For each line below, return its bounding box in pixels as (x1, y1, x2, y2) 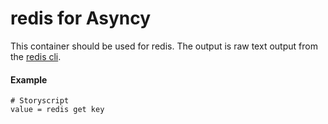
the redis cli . (10, 50, 62, 62)
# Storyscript (10, 96, 70, 106)
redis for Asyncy (10, 7, 152, 30)
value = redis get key (10, 105, 105, 115)
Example (10, 73, 48, 86)
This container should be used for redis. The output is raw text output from (10, 40, 318, 52)
